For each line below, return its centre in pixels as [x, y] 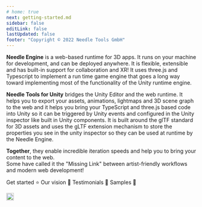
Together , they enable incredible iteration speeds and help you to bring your [101, 151]
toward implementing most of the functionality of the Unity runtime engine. [99, 83]
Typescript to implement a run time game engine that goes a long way [93, 76]
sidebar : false [25, 23]
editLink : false [27, 29]
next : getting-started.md [39, 18]
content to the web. [30, 157]
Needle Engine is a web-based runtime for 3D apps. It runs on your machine [101, 57]
